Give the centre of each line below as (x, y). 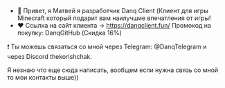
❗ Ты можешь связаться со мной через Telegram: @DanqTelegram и (107, 46)
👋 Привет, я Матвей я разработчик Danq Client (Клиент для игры (113, 11)
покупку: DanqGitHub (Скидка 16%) (70, 33)
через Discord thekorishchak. (49, 56)
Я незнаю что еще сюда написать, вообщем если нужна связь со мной (113, 70)
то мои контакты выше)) (43, 77)
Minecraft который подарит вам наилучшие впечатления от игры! (114, 18)
